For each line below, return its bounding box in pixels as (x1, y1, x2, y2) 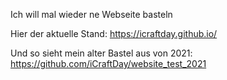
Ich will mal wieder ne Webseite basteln (10, 9, 173, 20)
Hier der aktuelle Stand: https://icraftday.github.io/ (10, 28, 218, 39)
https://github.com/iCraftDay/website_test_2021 (10, 58, 207, 69)
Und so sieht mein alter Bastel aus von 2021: (10, 47, 193, 59)
